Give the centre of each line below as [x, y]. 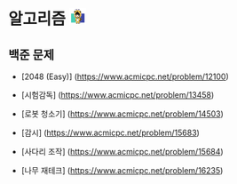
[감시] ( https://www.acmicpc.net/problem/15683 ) [111, 132]
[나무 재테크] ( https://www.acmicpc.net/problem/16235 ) [122, 170]
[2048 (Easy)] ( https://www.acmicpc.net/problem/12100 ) [125, 76]
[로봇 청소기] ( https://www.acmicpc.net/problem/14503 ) [122, 114]
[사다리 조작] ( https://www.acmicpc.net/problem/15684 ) [122, 152]
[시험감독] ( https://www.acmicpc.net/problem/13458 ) [118, 95]
